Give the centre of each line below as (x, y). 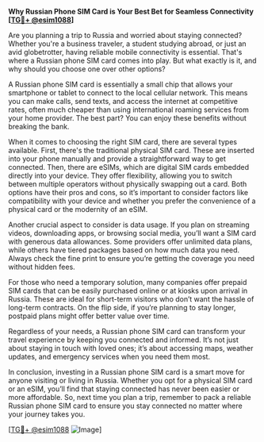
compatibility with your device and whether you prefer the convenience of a (132, 201)
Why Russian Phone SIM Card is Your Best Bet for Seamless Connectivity (131, 12)
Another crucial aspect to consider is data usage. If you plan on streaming (129, 225)
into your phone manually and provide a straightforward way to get (117, 159)
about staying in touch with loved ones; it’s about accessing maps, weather (131, 348)
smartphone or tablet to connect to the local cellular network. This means (128, 93)
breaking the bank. (39, 127)
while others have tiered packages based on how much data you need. (124, 250)
